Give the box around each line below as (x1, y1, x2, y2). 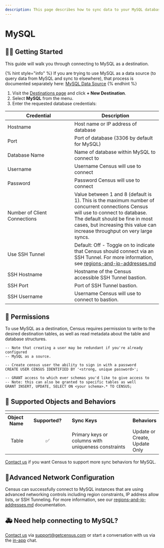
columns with (71, 437, 102, 444)
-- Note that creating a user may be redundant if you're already (5, 346, 143, 351)
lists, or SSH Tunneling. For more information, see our (5, 497, 113, 502)
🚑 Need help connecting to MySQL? (5, 517, 118, 525)
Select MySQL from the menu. (12, 95, 74, 101)
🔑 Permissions (5, 313, 50, 321)
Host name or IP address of (74, 120, 137, 127)
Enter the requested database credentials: (12, 100, 97, 106)
